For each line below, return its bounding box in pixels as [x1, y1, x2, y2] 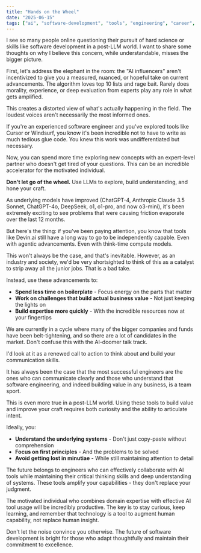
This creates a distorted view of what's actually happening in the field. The [6, 105, 191, 112]
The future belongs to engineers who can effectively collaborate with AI [6, 466, 184, 474]
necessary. [6, 142, 34, 150]
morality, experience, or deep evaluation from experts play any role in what [6, 87, 193, 94]
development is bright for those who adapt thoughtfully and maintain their [6, 535, 189, 542]
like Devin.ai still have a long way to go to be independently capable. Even [6, 234, 190, 241]
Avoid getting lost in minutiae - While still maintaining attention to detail [14, 455, 194, 462]
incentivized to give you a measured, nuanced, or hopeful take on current [6, 74, 188, 82]
